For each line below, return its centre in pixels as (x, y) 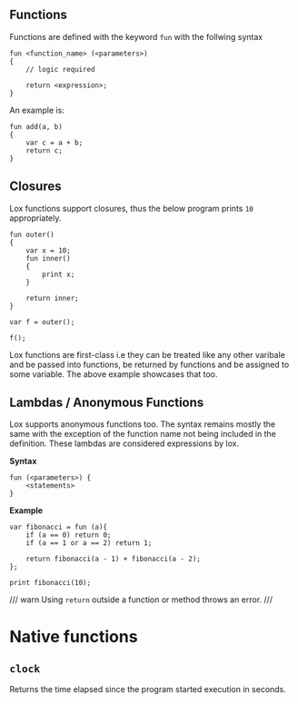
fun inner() (48, 258)
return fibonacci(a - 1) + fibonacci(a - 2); (114, 559)
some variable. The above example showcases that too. (114, 374)
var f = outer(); (42, 322)
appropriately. (35, 218)
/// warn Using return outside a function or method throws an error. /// (141, 600)
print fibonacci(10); (50, 583)
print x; (59, 274)
